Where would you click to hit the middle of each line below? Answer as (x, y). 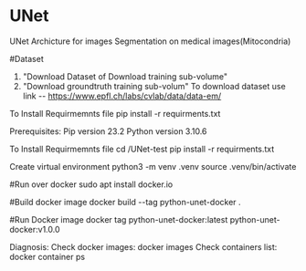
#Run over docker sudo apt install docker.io (91, 184)
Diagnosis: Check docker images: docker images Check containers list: (143, 246)
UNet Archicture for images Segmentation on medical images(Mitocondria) (150, 41)
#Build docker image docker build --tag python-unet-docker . (125, 202)
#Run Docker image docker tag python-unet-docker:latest (119, 219)
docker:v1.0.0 (35, 229)
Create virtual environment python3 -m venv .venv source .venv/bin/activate (153, 166)
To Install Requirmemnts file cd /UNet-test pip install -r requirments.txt (142, 149)
